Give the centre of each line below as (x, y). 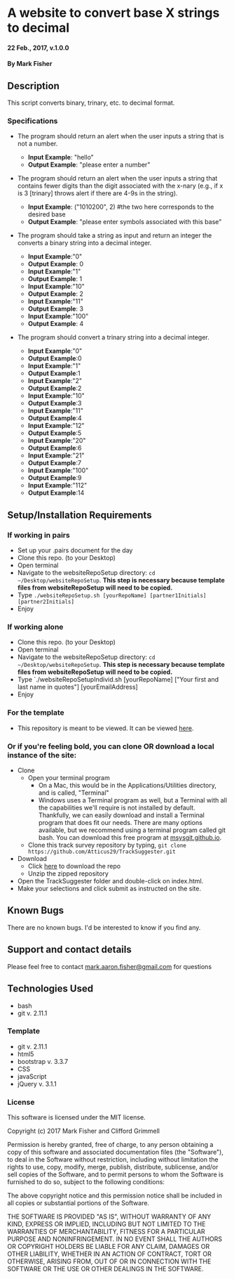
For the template (36, 713)
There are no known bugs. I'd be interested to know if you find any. (104, 927)
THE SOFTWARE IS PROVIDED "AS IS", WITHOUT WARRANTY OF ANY (109, 1216)
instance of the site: (42, 755)
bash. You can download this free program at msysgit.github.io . (130, 838)
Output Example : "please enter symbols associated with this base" (125, 222)
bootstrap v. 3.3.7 (43, 1061)
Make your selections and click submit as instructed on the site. (109, 889)
